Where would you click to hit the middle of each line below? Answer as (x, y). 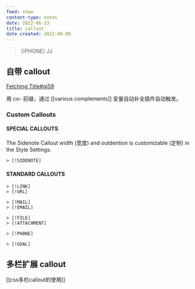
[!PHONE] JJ (37, 51)
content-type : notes (32, 17)
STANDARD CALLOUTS (36, 174)
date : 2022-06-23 (28, 23)
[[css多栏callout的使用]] (36, 280)
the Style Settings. (29, 150)
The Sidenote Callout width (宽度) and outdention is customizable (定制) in (98, 143)
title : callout (25, 28)
